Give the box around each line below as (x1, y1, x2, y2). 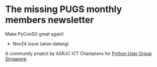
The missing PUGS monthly (5, 4, 122, 15)
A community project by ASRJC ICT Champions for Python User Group (5, 50, 152, 56)
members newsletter (5, 14, 94, 26)
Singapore (5, 55, 27, 61)
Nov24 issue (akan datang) (12, 40, 69, 46)
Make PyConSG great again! (5, 31, 64, 37)
